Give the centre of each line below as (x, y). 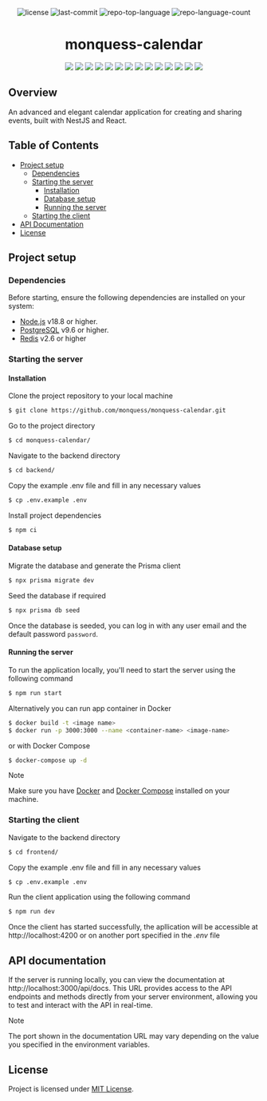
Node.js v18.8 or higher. (59, 322)
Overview (33, 93)
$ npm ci (23, 530)
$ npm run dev (32, 912)
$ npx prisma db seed (44, 610)
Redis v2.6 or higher (53, 338)
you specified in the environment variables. (79, 1044)
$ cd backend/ (32, 471)
